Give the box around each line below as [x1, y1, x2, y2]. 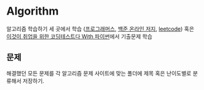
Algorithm [6, 4, 59, 18]
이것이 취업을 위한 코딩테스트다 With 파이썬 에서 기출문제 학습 [6, 32, 152, 40]
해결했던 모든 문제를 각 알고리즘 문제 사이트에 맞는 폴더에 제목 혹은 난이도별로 [6, 69, 192, 77]
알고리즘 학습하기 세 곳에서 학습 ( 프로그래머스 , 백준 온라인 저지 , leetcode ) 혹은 [6, 25, 195, 32]
